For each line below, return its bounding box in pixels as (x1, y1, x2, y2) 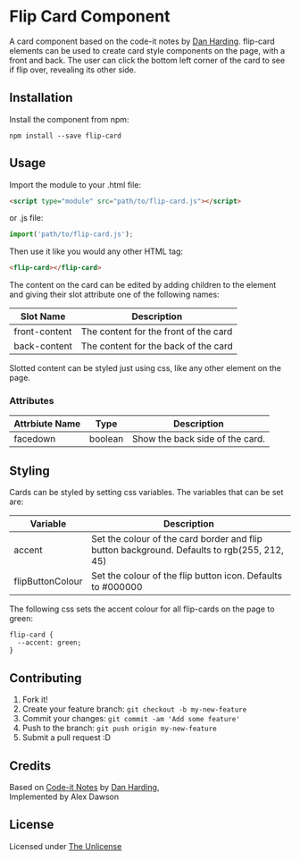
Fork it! (21, 695, 49, 705)
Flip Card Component (9, 6, 171, 27)
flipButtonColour (13, 575, 83, 587)
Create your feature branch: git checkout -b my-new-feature (21, 704, 247, 714)
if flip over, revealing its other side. (9, 64, 137, 75)
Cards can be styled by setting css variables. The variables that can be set (9, 487, 284, 498)
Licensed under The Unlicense (9, 840, 122, 851)
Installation (9, 90, 73, 105)
